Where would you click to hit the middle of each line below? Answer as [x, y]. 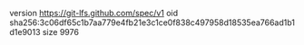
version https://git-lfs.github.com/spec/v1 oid [94, 13]
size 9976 [61, 32]
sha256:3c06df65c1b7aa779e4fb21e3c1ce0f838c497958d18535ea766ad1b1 [152, 22]
